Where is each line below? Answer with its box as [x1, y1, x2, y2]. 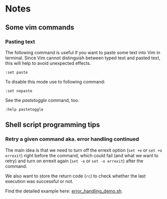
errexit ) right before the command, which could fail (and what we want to [5, 152, 159, 158]
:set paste [5, 70, 28, 75]
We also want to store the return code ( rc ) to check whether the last [5, 173, 146, 179]
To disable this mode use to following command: [5, 78, 105, 84]
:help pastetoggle [5, 107, 44, 112]
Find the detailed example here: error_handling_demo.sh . [5, 188, 123, 194]
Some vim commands [5, 23, 74, 32]
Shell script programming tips [5, 121, 100, 129]
